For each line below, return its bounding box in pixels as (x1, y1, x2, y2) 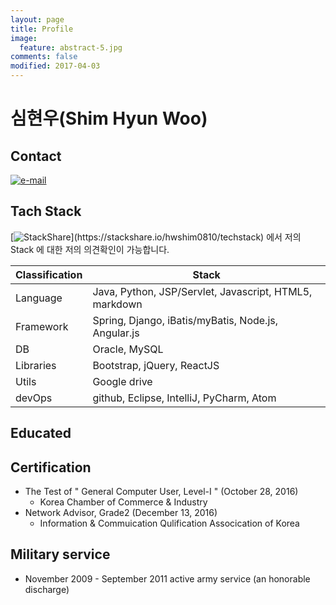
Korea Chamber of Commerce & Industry (39, 496, 208, 508)
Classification (15, 267, 83, 281)
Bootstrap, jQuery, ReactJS (92, 358, 220, 372)
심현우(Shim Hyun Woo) (10, 107, 208, 130)
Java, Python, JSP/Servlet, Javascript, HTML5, (92, 284, 313, 298)
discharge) (24, 583, 70, 595)
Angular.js (92, 326, 140, 340)
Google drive (92, 374, 153, 388)
